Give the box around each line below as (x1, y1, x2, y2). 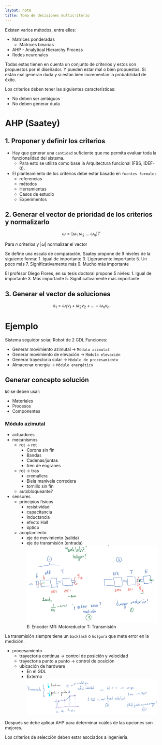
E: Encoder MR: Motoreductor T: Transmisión (26, 624, 116, 629)
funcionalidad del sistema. (12, 155, 65, 161)
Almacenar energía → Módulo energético (12, 362, 93, 368)
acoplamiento (19, 529, 47, 535)
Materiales (12, 398, 33, 404)
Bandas (26, 452, 42, 458)
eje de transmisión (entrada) (26, 540, 83, 546)
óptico (26, 525, 40, 530)
